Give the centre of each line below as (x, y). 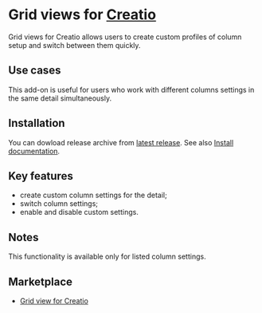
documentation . (34, 151)
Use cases (35, 71)
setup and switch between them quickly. (74, 45)
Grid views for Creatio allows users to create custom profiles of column (125, 37)
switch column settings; (59, 204)
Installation (37, 123)
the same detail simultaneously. (60, 98)
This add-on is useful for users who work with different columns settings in (131, 89)
